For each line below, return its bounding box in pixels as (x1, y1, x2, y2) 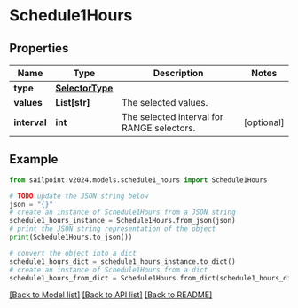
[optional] (243, 116, 285, 129)
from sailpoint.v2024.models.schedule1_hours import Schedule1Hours (9, 175, 268, 185)
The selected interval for (121, 111, 223, 122)
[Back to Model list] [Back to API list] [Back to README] (9, 289, 213, 300)
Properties (9, 41, 69, 56)
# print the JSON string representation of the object (9, 225, 216, 233)
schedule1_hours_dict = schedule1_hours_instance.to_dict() (9, 257, 237, 266)
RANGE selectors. (121, 122, 196, 134)
